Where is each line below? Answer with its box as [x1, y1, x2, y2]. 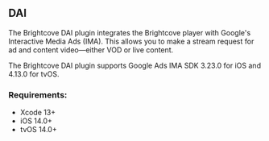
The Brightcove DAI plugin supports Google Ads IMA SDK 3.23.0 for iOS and [8, 60, 262, 70]
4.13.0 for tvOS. [8, 68, 60, 79]
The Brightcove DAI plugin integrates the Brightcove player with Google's [8, 27, 251, 37]
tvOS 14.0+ [19, 125, 58, 135]
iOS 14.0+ [19, 116, 52, 126]
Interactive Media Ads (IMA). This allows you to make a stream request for [8, 36, 255, 46]
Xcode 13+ [19, 108, 56, 118]
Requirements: [8, 89, 68, 100]
